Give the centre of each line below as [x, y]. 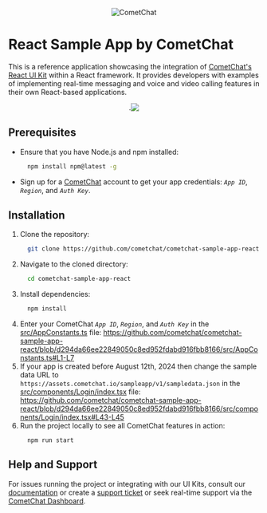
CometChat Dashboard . [47, 501]
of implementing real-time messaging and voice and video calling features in [134, 83]
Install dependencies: [55, 294]
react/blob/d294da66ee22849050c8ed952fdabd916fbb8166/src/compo [139, 409]
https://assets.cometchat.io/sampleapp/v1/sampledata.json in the [130, 384]
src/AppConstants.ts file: [61, 333]
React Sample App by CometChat [121, 45]
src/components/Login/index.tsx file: [80, 392]
